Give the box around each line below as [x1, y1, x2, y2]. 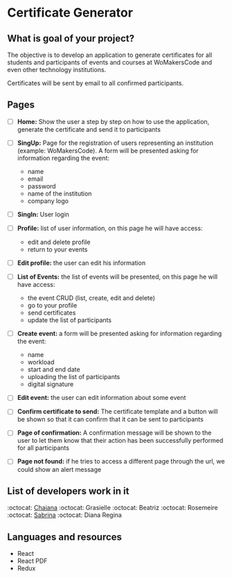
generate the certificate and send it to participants [17, 125, 161, 133]
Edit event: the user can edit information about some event [17, 394, 186, 402]
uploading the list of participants [27, 373, 121, 381]
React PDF [17, 557, 48, 566]
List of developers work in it [7, 485, 130, 497]
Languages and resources [7, 531, 123, 543]
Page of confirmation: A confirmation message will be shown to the [17, 428, 212, 437]
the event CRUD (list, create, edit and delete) [27, 294, 156, 302]
